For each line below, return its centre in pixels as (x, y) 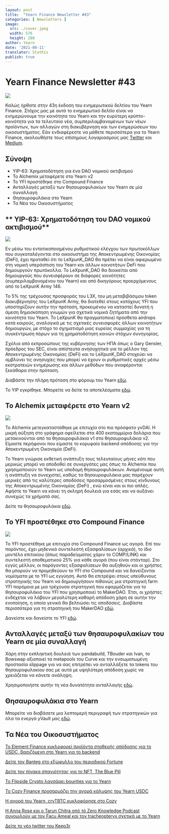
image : (12, 24)
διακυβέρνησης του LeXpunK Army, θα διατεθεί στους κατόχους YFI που (81, 301)
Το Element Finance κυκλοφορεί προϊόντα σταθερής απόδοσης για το (78, 747)
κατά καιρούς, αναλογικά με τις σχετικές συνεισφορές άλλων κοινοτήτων (84, 323)
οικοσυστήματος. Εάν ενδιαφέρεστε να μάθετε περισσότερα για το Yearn (82, 132)
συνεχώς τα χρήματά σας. (33, 496)
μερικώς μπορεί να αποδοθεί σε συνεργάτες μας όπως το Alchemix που (81, 464)
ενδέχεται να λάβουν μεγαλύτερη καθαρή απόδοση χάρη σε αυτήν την (81, 597)
